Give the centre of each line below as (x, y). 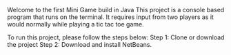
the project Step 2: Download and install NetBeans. (80, 44)
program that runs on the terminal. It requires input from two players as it (110, 17)
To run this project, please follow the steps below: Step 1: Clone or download (116, 37)
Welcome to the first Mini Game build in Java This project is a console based (116, 10)
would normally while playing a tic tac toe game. (76, 24)
